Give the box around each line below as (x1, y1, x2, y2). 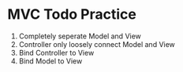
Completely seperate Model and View (18, 31, 141, 41)
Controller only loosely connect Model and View (18, 39, 175, 49)
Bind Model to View (18, 56, 83, 66)
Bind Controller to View (18, 48, 95, 57)
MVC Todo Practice (7, 5, 137, 23)
